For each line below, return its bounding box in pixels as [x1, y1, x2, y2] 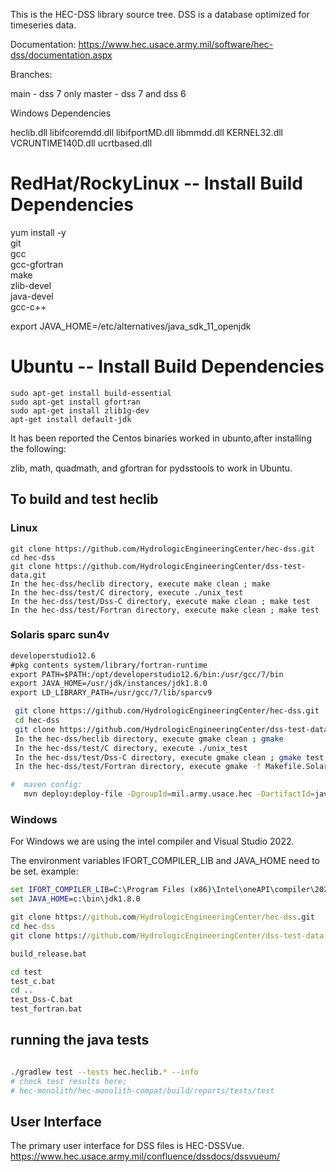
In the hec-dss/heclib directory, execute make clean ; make [10, 579, 271, 589]
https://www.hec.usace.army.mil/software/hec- [78, 39, 274, 50]
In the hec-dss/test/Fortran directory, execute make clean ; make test [10, 605, 320, 615]
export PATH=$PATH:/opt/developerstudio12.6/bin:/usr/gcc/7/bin [10, 669, 284, 679]
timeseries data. [10, 19, 77, 31]
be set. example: [10, 865, 79, 878]
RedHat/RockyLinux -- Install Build [10, 172, 303, 195]
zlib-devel [10, 279, 52, 291]
